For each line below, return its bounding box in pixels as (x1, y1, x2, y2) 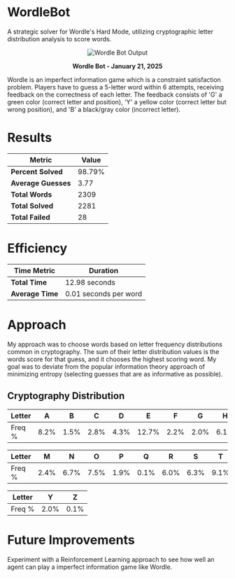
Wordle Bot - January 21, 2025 (72, 62, 163, 70)
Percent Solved (10, 167, 63, 176)
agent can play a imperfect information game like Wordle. (7, 563, 173, 571)
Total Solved (10, 201, 54, 211)
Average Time (10, 288, 59, 298)
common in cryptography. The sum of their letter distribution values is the (7, 347, 220, 355)
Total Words (10, 190, 52, 199)
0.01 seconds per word (65, 288, 142, 298)
